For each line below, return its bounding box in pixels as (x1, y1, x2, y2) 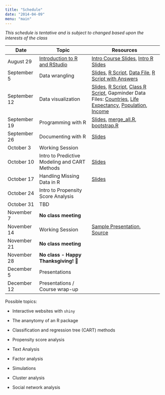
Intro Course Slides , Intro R (91, 55, 154, 62)
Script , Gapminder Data (91, 90, 146, 97)
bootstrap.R (91, 122, 119, 129)
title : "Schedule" (5, 7, 43, 12)
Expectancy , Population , (91, 102, 148, 109)
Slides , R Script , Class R (91, 83, 146, 90)
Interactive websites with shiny (12, 308, 75, 314)
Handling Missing (39, 173, 80, 180)
